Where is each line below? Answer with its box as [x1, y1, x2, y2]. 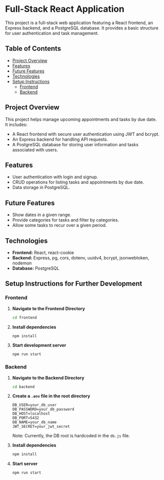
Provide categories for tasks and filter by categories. [12, 217, 119, 223]
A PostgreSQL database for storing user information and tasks [12, 141, 139, 147]
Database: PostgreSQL [12, 265, 60, 271]
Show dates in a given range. [12, 212, 71, 218]
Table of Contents [5, 44, 62, 53]
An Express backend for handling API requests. [12, 136, 108, 142]
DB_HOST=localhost [12, 411, 50, 416]
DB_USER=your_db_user [12, 403, 57, 408]
